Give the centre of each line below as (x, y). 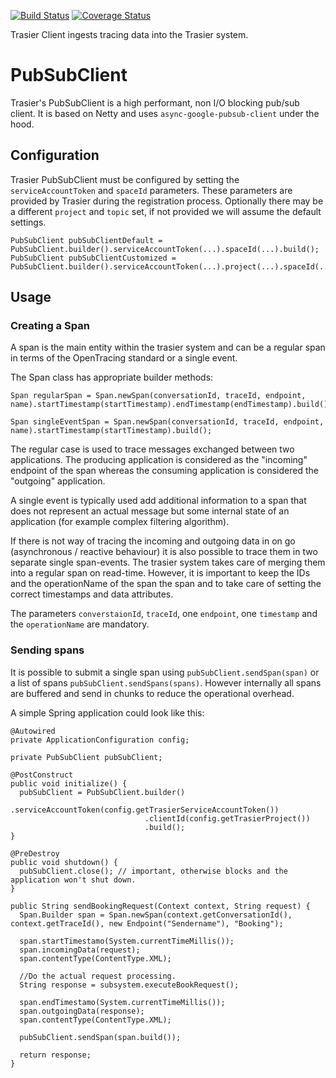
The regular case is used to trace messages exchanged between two (152, 449)
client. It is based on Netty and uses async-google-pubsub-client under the (165, 113)
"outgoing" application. (58, 481)
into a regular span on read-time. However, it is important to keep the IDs (160, 573)
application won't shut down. (73, 880)
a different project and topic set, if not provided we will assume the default (166, 211)
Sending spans (47, 650)
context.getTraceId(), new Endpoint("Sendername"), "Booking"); (147, 923)
